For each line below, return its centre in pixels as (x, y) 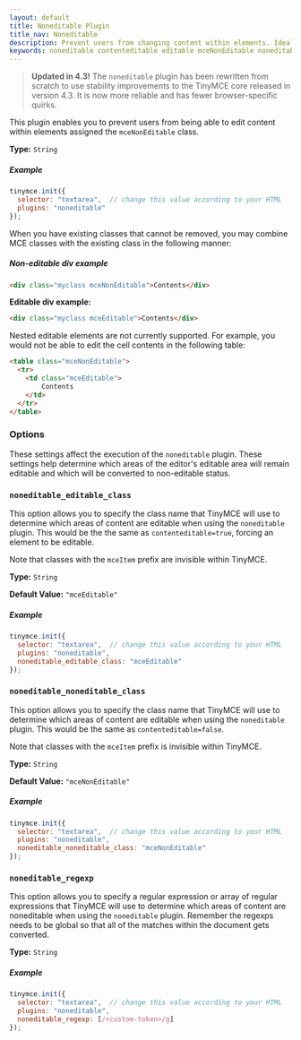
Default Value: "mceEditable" (64, 594)
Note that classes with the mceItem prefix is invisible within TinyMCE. (136, 746)
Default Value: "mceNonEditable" (69, 781)
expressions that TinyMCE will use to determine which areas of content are (148, 907)
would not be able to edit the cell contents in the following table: (128, 345)
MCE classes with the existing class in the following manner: (120, 243)
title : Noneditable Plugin (60, 26)
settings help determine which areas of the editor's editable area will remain (149, 463)
